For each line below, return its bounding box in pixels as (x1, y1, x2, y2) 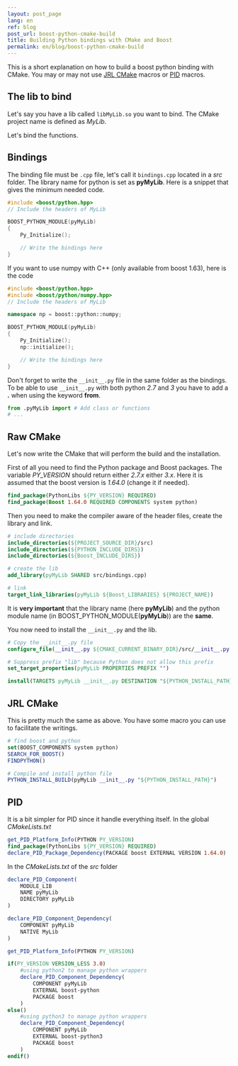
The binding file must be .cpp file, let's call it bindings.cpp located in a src (7, 170, 223, 179)
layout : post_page (7, 10, 62, 18)
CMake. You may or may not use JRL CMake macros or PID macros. (7, 70, 205, 79)
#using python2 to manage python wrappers (20, 967, 147, 975)
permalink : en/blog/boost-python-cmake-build (7, 43, 144, 50)
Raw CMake (7, 430, 62, 443)
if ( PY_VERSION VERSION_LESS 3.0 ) (7, 960, 106, 967)
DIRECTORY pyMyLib (20, 896, 74, 903)
